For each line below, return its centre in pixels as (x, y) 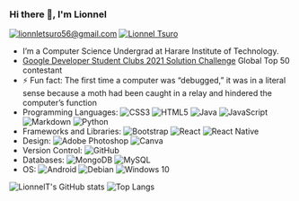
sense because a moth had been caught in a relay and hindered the (147, 93)
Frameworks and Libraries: (72, 131)
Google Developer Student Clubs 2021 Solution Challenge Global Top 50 (156, 61)
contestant (42, 70)
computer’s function (59, 103)
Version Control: (52, 151)
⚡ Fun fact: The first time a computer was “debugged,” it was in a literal (154, 81)
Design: (36, 141)
